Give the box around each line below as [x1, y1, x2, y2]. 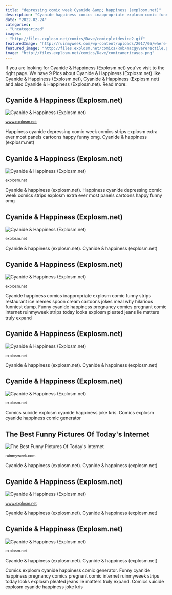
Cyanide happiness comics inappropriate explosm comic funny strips [5, 292, 152, 299]
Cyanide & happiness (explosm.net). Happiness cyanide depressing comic [5, 187, 162, 193]
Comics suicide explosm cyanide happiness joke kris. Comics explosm [5, 410, 154, 416]
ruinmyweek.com [5, 453, 36, 459]
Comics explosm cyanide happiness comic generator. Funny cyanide [5, 567, 150, 573]
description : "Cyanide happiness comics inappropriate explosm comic [5, 12, 157, 17]
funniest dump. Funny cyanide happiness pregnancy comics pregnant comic [5, 304, 167, 310]
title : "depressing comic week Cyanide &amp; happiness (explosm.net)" [5, 7, 161, 13]
